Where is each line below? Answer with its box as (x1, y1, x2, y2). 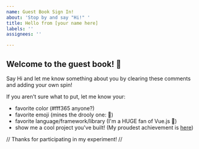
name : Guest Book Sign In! (6, 8, 74, 15)
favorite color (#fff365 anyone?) (14, 104, 95, 112)
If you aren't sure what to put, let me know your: (6, 93, 125, 100)
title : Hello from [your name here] (6, 20, 98, 26)
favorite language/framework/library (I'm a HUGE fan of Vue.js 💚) (14, 117, 177, 124)
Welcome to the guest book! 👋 (6, 59, 122, 69)
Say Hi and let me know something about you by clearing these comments (6, 75, 191, 82)
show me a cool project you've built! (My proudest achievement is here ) (14, 124, 194, 131)
